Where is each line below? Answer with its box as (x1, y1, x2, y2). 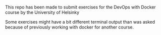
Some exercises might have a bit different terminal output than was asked (5, 19, 155, 25)
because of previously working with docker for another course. (5, 24, 134, 30)
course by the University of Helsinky (5, 9, 80, 15)
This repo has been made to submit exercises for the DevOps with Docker (5, 4, 156, 10)
